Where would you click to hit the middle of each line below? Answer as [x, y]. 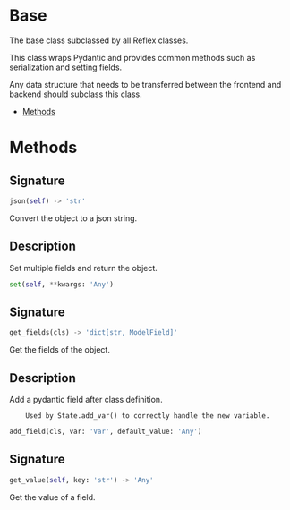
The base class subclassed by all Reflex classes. [99, 40]
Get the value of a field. [52, 497]
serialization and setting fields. [66, 67]
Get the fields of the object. [60, 350]
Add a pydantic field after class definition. [86, 399]
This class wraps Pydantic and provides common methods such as [132, 57]
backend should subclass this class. [76, 94]
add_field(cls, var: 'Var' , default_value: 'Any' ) [106, 431]
